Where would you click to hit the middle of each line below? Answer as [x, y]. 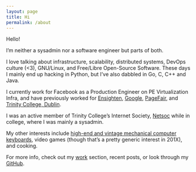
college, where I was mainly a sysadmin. [55, 122]
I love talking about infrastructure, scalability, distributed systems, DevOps [96, 62]
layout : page [22, 11]
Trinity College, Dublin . [34, 104]
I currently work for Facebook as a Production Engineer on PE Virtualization [97, 92]
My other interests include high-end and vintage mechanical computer [91, 133]
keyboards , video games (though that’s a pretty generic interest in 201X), [94, 140]
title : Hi [18, 17]
